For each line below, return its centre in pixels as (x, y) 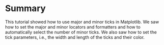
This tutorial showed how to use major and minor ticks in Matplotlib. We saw (82, 22)
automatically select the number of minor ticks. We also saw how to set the (81, 32)
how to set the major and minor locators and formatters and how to (73, 27)
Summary (25, 8)
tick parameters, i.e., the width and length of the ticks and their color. (75, 37)
